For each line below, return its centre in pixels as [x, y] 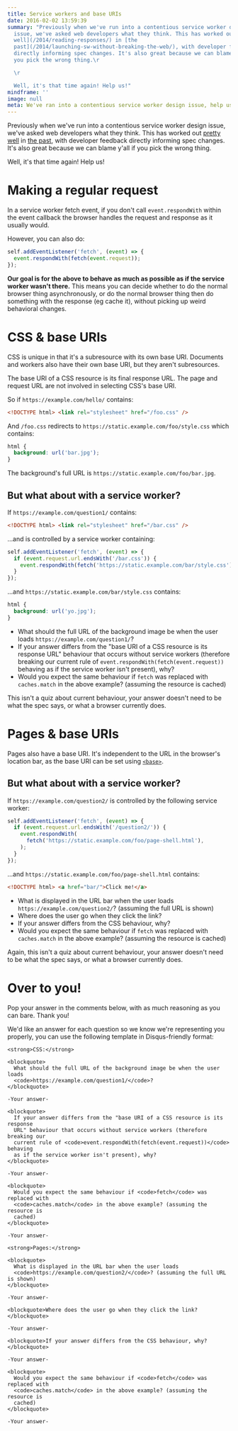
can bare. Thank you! [38, 1015]
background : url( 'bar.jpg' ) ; [57, 453]
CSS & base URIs [57, 337]
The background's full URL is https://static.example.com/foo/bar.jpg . [112, 473]
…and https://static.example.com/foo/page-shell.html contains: [104, 874]
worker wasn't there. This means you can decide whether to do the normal [118, 286]
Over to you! [44, 988]
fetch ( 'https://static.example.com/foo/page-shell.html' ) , [115, 841]
